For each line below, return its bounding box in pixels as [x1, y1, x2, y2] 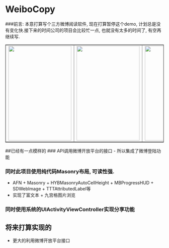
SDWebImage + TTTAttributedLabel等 [12, 186, 91, 192]
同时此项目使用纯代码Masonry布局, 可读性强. [5, 168, 115, 175]
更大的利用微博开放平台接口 [12, 237, 70, 243]
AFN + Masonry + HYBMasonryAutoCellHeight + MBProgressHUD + [12, 180, 154, 186]
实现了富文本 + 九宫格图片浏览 [12, 192, 75, 198]
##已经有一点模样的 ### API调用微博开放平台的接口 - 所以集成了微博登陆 [5, 147, 157, 154]
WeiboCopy [5, 4, 55, 15]
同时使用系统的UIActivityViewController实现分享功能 [5, 206, 135, 213]
